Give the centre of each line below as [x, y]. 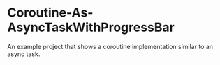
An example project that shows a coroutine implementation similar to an [110, 46]
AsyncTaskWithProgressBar [91, 27]
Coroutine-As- [50, 13]
